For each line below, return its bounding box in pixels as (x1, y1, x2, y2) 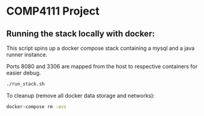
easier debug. (6, 69, 41, 77)
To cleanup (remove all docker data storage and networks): (6, 92, 155, 99)
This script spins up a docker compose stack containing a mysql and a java (6, 44, 195, 52)
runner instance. (6, 51, 47, 58)
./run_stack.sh (6, 81, 45, 87)
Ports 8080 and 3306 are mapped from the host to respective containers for (6, 63, 198, 70)
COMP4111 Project (6, 4, 100, 18)
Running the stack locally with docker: (6, 29, 155, 39)
